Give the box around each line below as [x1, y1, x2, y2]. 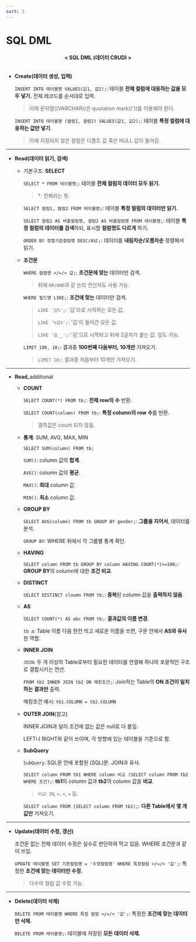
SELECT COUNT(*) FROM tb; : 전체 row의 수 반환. [23, 396, 132, 404]
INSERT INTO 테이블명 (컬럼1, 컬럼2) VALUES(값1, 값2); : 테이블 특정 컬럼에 [14, 117, 184, 124]
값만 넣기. [30, 124, 52, 132]
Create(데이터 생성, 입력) [14, 73, 73, 80]
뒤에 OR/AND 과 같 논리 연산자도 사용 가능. [37, 281, 130, 288]
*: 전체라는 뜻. [37, 192, 70, 199]
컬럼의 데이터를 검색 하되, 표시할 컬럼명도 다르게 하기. [29, 224, 149, 231]
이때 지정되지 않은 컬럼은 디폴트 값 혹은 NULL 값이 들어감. [29, 137, 161, 144]
